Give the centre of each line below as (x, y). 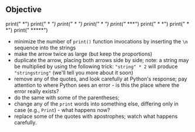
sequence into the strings (45, 48)
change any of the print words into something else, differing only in (96, 104)
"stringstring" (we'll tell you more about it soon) (73, 72)
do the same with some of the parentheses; (67, 97)
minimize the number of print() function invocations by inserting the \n (101, 41)
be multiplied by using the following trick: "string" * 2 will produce (96, 66)
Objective (24, 10)
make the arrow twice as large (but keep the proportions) (83, 54)
